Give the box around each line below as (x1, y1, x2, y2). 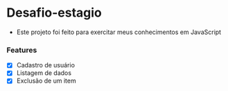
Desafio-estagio (6, 5, 102, 21)
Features (6, 45, 37, 55)
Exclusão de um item (16, 76, 77, 85)
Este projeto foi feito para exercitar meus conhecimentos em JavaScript (16, 28, 222, 36)
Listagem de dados (16, 69, 72, 77)
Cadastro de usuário (16, 61, 76, 69)
